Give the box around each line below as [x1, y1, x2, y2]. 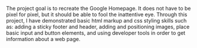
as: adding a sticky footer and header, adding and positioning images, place [6, 23, 190, 30]
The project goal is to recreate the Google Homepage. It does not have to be [6, 5, 191, 12]
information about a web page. [6, 36, 81, 42]
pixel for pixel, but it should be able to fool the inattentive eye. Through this [6, 11, 188, 18]
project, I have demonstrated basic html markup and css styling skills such [6, 17, 187, 24]
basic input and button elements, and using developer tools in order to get [6, 29, 186, 36]
